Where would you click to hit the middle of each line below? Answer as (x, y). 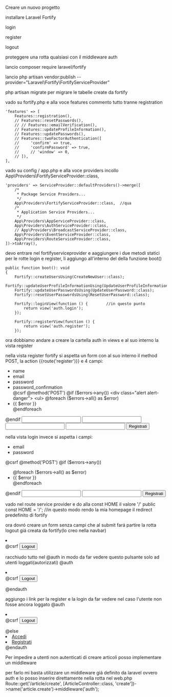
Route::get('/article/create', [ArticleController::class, (60, 683)
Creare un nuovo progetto (33, 7)
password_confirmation (38, 387)
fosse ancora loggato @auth (35, 604)
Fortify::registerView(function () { (55, 322)
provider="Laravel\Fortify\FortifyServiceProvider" (58, 82)
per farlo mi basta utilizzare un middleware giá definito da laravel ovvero (81, 673)
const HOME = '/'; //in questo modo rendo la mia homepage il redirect (79, 510)
